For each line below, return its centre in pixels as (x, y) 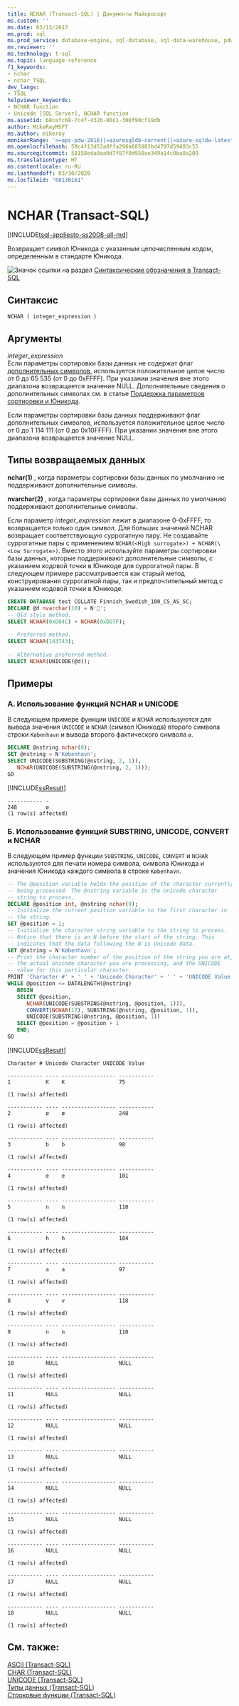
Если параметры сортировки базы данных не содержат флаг (100, 363)
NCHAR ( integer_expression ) (52, 317)
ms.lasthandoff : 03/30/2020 (49, 173)
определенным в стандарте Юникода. (65, 256)
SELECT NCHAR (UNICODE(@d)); (49, 661)
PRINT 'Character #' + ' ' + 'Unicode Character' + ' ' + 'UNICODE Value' (121, 977)
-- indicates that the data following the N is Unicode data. (101, 944)
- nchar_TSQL (27, 80)
